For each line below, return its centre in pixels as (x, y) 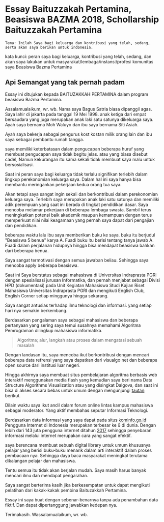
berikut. (13, 395)
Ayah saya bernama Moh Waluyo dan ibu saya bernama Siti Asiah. (72, 124)
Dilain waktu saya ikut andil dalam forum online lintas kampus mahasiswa (79, 405)
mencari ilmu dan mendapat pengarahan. (47, 475)
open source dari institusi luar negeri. (43, 365)
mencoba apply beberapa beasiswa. (42, 265)
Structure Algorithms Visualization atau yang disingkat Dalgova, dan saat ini (82, 385)
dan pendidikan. (21, 225)
